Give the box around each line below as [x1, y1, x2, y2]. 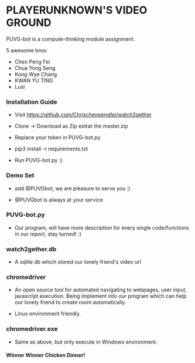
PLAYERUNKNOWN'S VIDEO [6, 4, 148, 17]
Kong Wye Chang [14, 70, 57, 78]
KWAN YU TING [14, 77, 53, 84]
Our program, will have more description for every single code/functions [14, 224, 189, 231]
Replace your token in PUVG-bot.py [14, 134, 101, 141]
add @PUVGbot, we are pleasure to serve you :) [14, 184, 131, 191]
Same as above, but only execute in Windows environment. [14, 338, 158, 345]
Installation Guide [6, 98, 57, 106]
